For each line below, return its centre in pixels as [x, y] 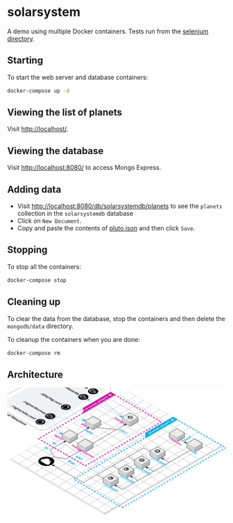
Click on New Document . [49, 221]
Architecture [35, 374]
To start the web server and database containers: [78, 77]
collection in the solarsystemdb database [75, 214]
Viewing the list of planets [65, 113]
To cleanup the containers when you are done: [74, 339]
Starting [25, 61]
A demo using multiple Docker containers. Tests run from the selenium [108, 31]
